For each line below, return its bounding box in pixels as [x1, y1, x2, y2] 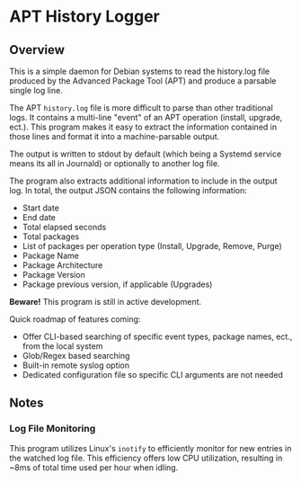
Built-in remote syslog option [22, 360, 130, 370]
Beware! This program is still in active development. [9, 297, 202, 307]
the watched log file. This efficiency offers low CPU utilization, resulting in [9, 452, 283, 463]
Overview [9, 42, 66, 58]
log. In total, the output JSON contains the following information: [9, 185, 247, 195]
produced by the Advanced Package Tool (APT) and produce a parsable [9, 76, 277, 86]
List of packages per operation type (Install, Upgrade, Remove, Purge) [22, 241, 283, 251]
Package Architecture [22, 260, 103, 271]
